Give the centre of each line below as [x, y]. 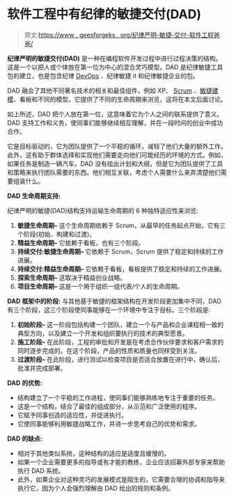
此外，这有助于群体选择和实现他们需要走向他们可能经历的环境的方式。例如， [117, 155]
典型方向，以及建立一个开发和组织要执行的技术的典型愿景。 [103, 333]
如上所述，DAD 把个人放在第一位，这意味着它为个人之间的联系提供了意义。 [115, 114]
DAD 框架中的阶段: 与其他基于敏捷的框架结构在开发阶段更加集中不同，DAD [114, 301]
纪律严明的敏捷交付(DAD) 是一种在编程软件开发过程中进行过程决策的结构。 [115, 58]
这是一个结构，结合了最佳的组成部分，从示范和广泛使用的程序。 [109, 406]
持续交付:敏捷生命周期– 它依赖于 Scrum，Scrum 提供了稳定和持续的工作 [120, 251]
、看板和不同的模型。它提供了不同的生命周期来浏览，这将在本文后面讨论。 [120, 99]
